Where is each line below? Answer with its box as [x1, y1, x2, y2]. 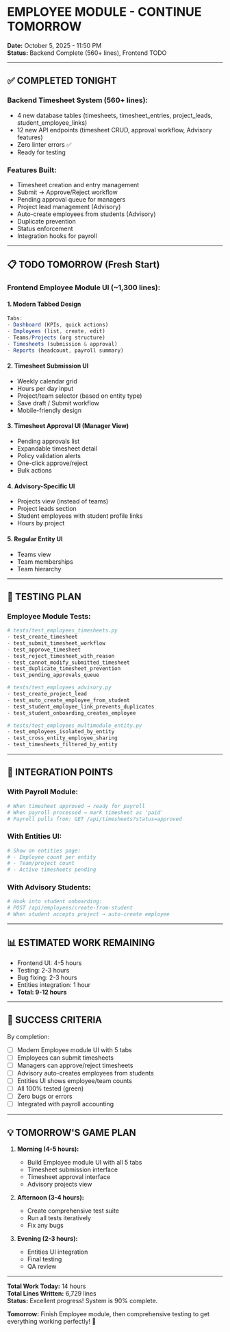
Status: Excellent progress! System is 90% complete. [7, 1297, 158, 1305]
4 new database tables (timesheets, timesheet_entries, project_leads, [16, 111, 213, 119]
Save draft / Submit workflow [16, 399, 99, 407]
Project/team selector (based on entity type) [16, 392, 142, 400]
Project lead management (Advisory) [16, 202, 121, 211]
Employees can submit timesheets [16, 1054, 114, 1062]
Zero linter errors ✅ [16, 140, 72, 148]
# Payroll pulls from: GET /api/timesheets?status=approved [7, 816, 183, 822]
